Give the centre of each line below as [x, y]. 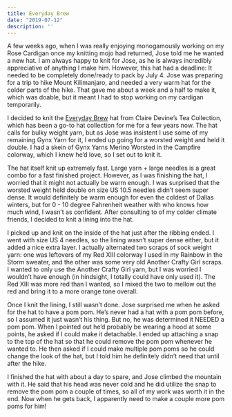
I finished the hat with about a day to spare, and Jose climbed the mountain [115, 377]
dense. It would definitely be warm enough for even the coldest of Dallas [110, 197]
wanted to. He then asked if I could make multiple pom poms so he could [111, 349]
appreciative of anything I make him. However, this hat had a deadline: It [110, 68]
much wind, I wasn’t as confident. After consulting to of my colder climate [112, 212]
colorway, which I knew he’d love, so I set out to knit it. [85, 155]
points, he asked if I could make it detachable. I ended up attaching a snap [113, 334]
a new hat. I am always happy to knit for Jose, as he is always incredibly [109, 61]
